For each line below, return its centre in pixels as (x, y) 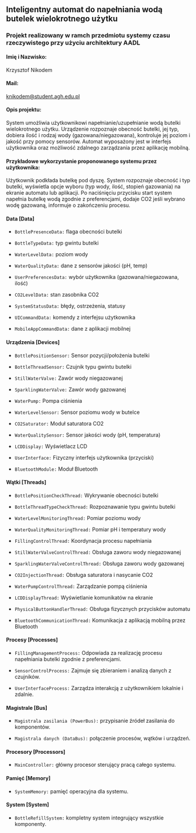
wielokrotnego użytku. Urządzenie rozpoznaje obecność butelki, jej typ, (93, 129)
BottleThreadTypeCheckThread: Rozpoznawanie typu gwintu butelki (95, 506)
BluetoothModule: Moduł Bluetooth (56, 469)
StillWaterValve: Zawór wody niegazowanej (68, 378)
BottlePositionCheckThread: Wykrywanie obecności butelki (87, 495)
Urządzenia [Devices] (33, 342)
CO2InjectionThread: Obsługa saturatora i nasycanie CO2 (84, 574)
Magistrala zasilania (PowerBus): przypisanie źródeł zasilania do (94, 721)
